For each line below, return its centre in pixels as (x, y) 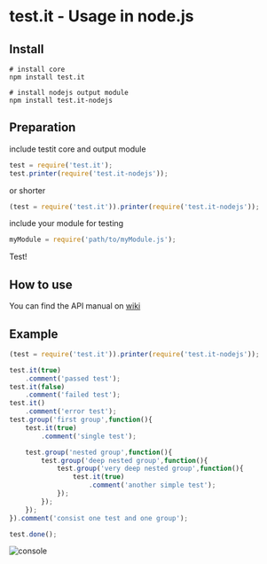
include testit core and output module (78, 149)
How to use (41, 284)
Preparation (43, 127)
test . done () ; (33, 534)
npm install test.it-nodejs (61, 100)
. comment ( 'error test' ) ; (71, 411)
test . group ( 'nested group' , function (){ (99, 452)
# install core (37, 69)
